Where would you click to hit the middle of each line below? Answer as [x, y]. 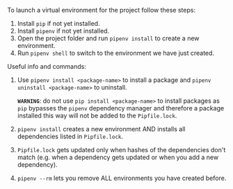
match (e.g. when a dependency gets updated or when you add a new [118, 157]
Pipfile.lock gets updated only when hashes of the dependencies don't [121, 150]
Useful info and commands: [47, 66]
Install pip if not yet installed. [58, 23]
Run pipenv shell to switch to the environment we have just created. [115, 53]
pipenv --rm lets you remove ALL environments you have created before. [122, 178]
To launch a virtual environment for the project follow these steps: [102, 10]
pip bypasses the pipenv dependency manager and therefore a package [121, 108]
